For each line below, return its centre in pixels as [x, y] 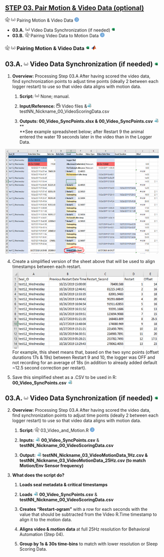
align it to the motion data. [46, 519]
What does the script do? [38, 475]
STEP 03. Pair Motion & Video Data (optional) [74, 8]
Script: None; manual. [44, 96]
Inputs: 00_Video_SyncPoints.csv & [59, 440]
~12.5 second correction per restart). [49, 368]
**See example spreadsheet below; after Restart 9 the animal [82, 132]
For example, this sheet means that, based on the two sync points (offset [85, 352]
